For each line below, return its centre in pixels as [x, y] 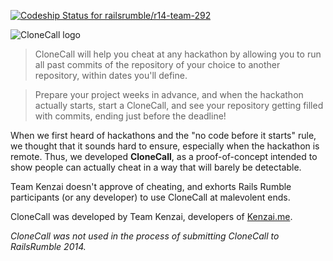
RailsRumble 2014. [48, 246]
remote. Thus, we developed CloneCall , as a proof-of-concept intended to [164, 156]
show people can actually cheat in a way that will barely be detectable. [156, 167]
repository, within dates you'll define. [111, 75]
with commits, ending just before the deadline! [130, 116]
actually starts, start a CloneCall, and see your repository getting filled [179, 105]
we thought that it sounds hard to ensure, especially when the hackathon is [165, 146]
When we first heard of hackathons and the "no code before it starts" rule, [163, 135]
